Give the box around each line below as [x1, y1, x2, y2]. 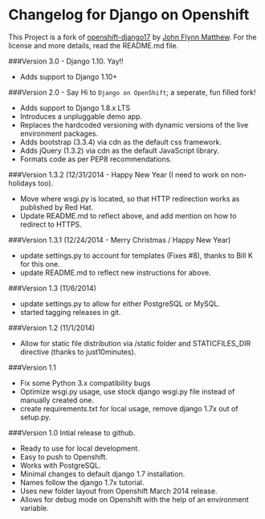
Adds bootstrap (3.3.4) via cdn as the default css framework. [19, 137, 222, 146]
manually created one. [19, 395, 95, 405]
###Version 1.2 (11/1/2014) [8, 323, 96, 333]
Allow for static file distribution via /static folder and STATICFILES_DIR [19, 338, 251, 348]
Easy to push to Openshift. [19, 452, 108, 461]
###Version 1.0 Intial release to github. [8, 427, 136, 437]
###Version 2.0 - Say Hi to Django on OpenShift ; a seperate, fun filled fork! [8, 87, 256, 97]
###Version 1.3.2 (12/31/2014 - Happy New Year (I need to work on [8, 170, 230, 179]
